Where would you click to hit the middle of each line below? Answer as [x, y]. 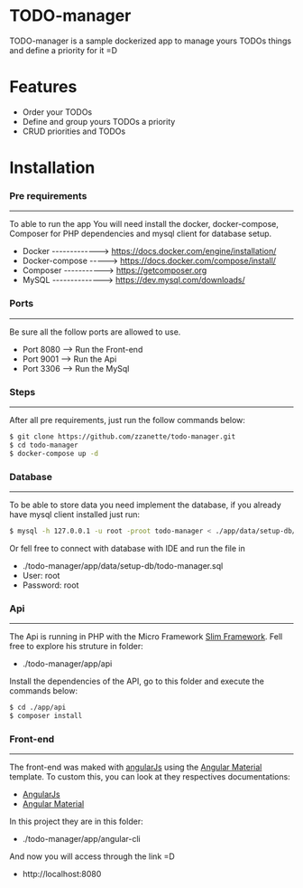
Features [43, 87]
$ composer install [46, 715]
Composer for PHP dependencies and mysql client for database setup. [141, 234]
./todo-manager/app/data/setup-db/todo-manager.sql [123, 565]
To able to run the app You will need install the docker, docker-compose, [144, 224]
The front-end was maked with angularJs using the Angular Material [136, 767]
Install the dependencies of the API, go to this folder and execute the [137, 681]
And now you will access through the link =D [92, 856]
